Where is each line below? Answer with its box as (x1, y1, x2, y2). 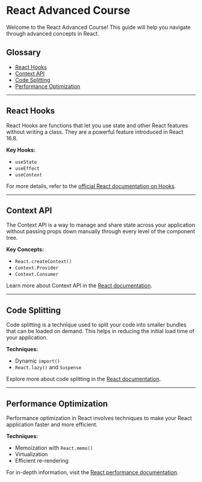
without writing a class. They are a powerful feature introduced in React (6, 128, 184, 136)
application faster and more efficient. (6, 421, 98, 428)
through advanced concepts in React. (6, 30, 99, 37)
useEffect (14, 165, 40, 172)
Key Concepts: (6, 246, 44, 253)
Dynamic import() (14, 357, 60, 365)
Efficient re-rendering (14, 457, 69, 464)
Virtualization (14, 451, 48, 458)
